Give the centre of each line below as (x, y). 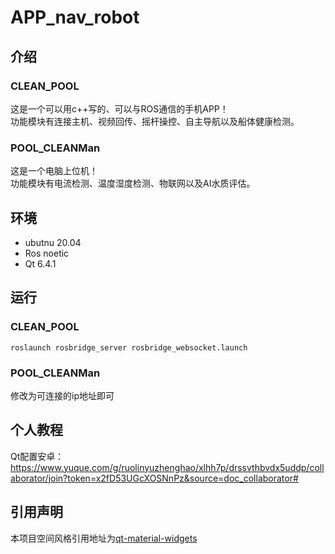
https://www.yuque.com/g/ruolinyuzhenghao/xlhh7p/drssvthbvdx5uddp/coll (167, 467)
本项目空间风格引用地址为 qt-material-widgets (104, 538)
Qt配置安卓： (37, 456)
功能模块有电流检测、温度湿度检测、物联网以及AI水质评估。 (133, 183)
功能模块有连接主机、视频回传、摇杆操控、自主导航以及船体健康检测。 (155, 121)
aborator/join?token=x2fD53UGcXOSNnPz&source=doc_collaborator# (154, 478)
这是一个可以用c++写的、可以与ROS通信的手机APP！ (119, 108)
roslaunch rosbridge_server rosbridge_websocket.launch (129, 347)
